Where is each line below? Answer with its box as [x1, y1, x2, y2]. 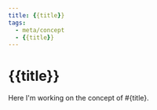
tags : [8, 19, 26, 27]
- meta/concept [15, 26, 65, 34]
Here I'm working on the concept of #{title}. [8, 93, 149, 103]
